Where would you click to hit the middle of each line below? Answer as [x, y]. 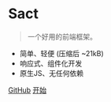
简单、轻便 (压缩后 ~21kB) [61, 53]
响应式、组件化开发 [51, 63]
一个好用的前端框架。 [62, 36]
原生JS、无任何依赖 [52, 73]
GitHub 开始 [28, 90]
